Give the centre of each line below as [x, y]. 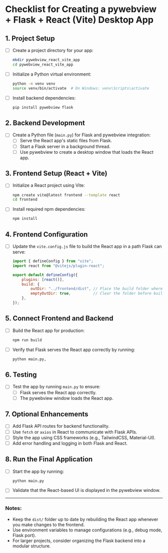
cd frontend [25, 200]
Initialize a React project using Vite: [48, 185]
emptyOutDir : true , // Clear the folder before [91, 294]
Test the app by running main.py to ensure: [56, 387]
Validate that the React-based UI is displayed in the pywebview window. [86, 490]
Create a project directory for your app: [53, 50]
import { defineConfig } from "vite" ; [53, 261]
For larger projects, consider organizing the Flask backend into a [79, 540]
